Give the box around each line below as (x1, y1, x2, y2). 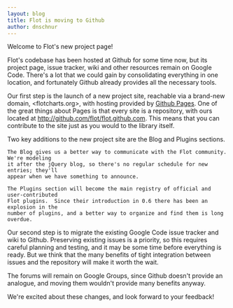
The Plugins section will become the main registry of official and (7, 185, 211, 192)
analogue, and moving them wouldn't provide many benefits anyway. (7, 279, 206, 288)
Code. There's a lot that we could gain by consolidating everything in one (7, 71, 218, 79)
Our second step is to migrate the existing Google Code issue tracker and (7, 228, 219, 237)
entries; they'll (7, 167, 58, 174)
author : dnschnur (7, 23, 58, 30)
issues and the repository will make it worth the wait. (7, 258, 159, 267)
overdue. (7, 216, 33, 223)
